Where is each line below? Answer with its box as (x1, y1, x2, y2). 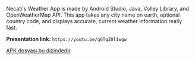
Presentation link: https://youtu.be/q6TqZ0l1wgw (6, 36, 127, 42)
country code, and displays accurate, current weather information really (6, 18, 183, 24)
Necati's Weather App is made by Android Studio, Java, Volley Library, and (6, 5, 189, 12)
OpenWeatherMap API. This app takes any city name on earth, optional (6, 11, 180, 18)
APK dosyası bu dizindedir (6, 47, 71, 54)
